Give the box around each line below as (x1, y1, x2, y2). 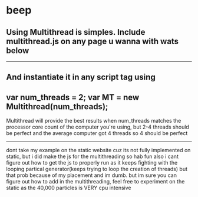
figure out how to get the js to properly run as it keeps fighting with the (6, 159, 178, 166)
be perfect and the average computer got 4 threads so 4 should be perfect (6, 130, 188, 137)
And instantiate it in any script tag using (6, 72, 156, 83)
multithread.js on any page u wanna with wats (6, 36, 179, 46)
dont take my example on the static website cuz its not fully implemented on (6, 147, 191, 154)
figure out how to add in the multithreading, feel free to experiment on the (6, 178, 185, 185)
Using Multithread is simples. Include (6, 27, 146, 37)
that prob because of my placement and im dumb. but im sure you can (6, 172, 177, 179)
